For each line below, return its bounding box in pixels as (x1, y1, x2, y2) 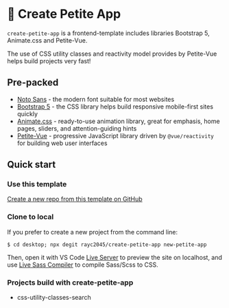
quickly (16, 109, 38, 118)
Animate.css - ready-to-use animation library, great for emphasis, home (16, 117, 221, 125)
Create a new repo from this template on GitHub (7, 195, 143, 203)
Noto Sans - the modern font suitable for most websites (16, 95, 175, 103)
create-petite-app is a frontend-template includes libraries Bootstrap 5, (7, 29, 210, 37)
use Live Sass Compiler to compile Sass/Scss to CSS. (7, 261, 159, 269)
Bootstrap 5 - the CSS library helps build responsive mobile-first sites (16, 102, 214, 111)
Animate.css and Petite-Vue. (7, 36, 88, 44)
